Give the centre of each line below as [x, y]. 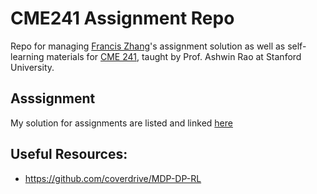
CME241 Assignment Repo [122, 18]
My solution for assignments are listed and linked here [121, 123]
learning [27, 56]
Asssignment [53, 98]
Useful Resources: [69, 154]
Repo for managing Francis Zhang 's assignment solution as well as [148, 46]
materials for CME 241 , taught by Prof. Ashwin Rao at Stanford [174, 56]
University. [32, 67]
